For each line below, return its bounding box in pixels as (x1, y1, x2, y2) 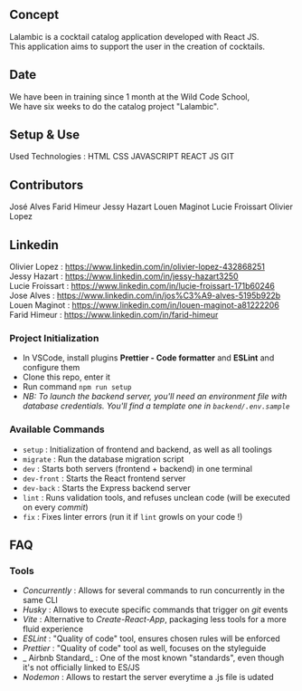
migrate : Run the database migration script (22, 453, 184, 465)
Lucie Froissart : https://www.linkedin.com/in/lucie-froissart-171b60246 (9, 281, 276, 292)
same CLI (22, 595, 59, 606)
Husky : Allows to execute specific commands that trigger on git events (22, 604, 288, 615)
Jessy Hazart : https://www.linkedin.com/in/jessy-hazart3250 (9, 271, 239, 282)
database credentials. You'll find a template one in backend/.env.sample (22, 400, 291, 411)
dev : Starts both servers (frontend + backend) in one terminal (22, 463, 253, 474)
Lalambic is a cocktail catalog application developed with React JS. (9, 31, 260, 42)
